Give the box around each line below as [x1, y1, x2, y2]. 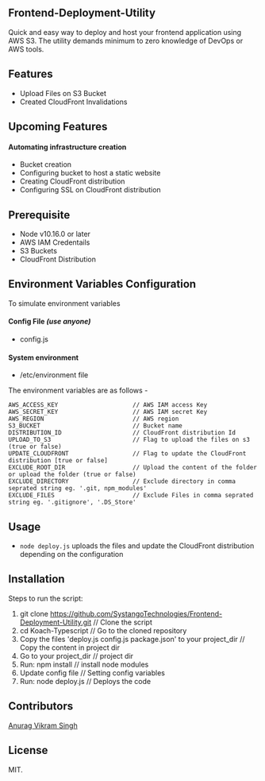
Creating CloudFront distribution [19, 176, 125, 186]
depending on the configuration [19, 550, 124, 559]
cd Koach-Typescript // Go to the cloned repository [19, 625, 187, 635]
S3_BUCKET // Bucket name [8, 422, 182, 430]
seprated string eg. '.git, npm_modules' [8, 485, 148, 493]
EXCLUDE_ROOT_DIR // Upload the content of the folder [8, 464, 258, 472]
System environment [8, 353, 79, 362]
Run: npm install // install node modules [19, 659, 149, 669]
